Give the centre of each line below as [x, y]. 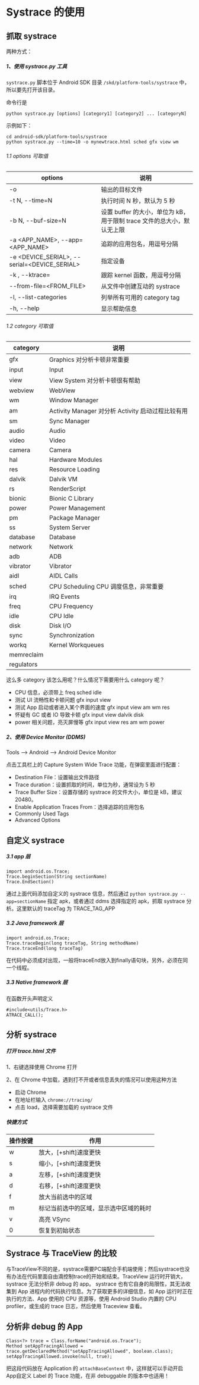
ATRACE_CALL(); [25, 1015]
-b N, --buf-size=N [38, 221]
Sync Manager [70, 421]
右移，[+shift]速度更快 [70, 1186]
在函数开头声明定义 [30, 998]
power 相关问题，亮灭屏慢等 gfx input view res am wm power [89, 722]
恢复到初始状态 [60, 1230]
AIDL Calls [64, 576]
